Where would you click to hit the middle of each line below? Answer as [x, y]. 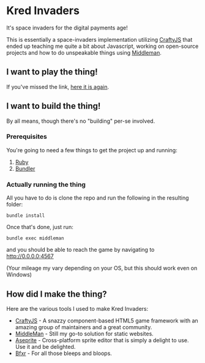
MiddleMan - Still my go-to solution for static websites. [84, 334]
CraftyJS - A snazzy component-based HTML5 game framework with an [107, 321]
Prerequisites [27, 137]
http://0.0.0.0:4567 [30, 256]
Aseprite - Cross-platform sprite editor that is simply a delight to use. [102, 340]
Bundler [25, 168]
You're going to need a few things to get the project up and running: [92, 150]
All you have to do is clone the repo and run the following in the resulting [98, 198]
